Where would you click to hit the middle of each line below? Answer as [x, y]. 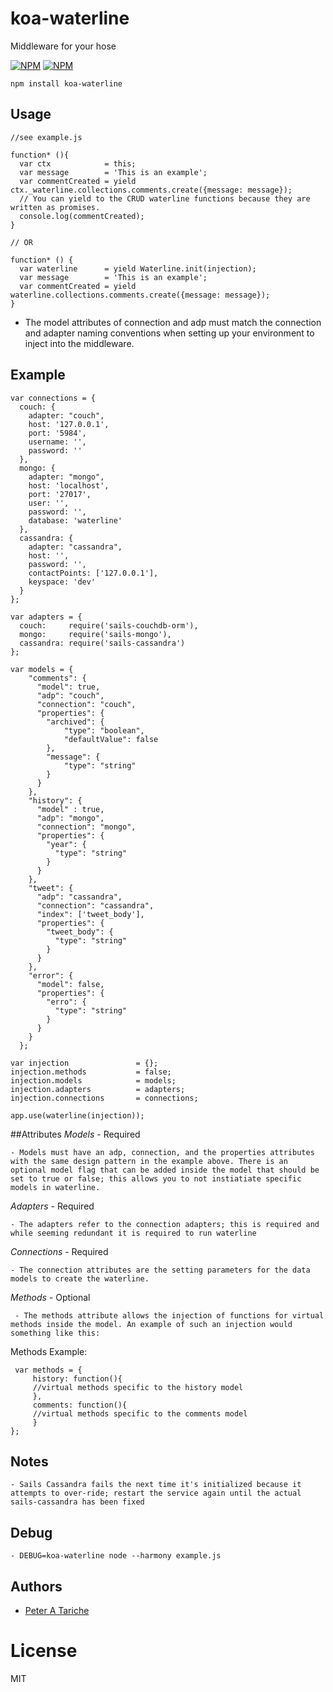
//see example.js [46, 137]
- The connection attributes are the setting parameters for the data [160, 1270]
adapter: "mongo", [66, 477]
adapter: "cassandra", [75, 547]
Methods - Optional [50, 1297]
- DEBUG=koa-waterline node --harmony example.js [116, 1556]
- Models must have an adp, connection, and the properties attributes [162, 1152]
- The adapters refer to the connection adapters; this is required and [165, 1224]
